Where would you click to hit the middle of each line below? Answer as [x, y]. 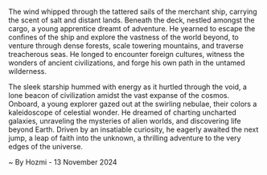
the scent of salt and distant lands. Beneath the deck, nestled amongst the [131, 20]
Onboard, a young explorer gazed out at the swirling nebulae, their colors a [133, 104]
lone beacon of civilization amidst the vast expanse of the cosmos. [119, 95]
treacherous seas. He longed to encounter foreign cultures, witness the [127, 54]
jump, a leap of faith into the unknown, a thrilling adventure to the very [125, 138]
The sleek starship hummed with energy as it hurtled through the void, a [128, 87]
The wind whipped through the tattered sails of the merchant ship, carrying [133, 12]
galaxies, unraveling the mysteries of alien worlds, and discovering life [125, 121]
